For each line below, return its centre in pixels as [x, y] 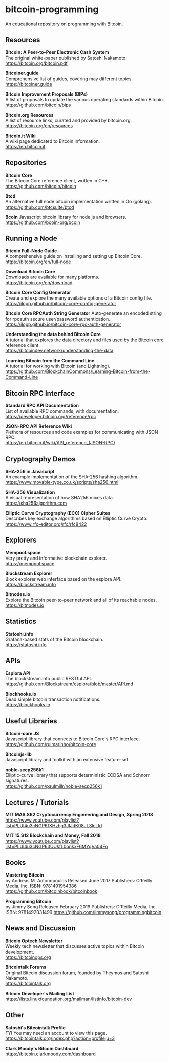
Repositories [26, 163]
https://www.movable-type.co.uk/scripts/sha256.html [62, 482]
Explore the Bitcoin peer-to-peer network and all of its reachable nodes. [81, 600]
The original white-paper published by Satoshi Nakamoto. [66, 58]
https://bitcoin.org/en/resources [39, 126]
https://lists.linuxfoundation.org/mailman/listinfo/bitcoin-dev [69, 999]
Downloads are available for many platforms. [52, 277]
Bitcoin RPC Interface [40, 393]
